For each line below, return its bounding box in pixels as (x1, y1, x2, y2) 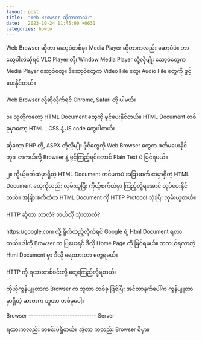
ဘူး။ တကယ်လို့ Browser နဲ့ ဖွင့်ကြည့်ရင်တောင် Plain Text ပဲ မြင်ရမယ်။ (6, 153, 168, 161)
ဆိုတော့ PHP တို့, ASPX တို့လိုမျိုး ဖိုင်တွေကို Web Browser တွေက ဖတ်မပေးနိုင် (6, 142, 187, 149)
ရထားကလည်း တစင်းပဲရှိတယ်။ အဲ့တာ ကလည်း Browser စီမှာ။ (6, 326, 150, 333)
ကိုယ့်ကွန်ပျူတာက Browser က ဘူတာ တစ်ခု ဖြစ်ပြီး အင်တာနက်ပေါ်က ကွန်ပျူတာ (6, 285, 194, 293)
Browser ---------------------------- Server (6, 312, 115, 319)
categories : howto (6, 25, 52, 32)
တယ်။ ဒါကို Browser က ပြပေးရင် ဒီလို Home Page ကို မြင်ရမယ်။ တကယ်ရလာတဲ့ (6, 240, 196, 247)
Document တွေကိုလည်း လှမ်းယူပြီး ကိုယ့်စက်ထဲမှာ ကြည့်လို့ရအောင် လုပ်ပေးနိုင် (6, 182, 188, 190)
